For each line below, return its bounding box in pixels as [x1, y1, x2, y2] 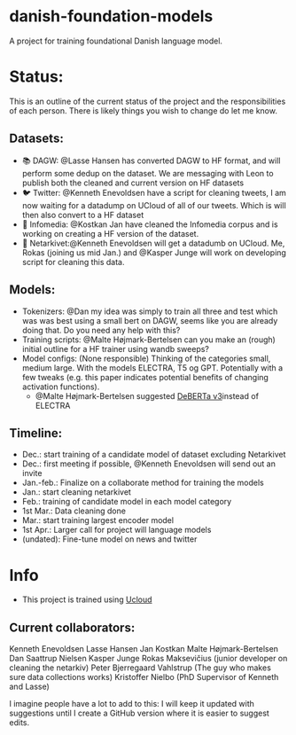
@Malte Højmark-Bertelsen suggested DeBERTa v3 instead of [35, 390, 260, 401]
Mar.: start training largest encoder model [21, 515, 175, 526]
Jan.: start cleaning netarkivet [21, 487, 131, 497]
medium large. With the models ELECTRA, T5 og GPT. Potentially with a [21, 362, 284, 373]
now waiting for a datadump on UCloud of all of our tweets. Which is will [21, 199, 286, 210]
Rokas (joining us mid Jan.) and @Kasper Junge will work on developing [21, 246, 286, 258]
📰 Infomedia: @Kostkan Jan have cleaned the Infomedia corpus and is [21, 219, 278, 230]
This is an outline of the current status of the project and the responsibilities [9, 96, 286, 106]
